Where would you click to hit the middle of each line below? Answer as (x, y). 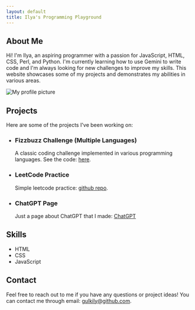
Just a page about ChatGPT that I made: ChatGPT (75, 216)
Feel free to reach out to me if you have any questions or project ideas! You (98, 295)
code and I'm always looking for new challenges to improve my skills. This (96, 68)
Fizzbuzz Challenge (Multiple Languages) (76, 140)
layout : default (26, 12)
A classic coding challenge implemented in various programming (94, 153)
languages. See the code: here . (53, 159)
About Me (25, 41)
